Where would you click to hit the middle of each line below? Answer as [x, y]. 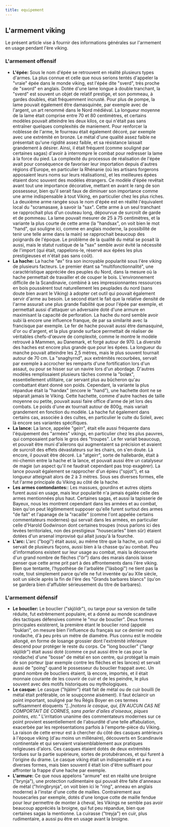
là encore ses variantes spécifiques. [50, 423]
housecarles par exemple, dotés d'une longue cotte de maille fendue [84, 798]
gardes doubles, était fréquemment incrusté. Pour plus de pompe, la [84, 99]
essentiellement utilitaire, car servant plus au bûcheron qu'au [76, 380]
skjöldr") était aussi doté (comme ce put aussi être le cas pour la [80, 652]
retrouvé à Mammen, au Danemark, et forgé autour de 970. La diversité [87, 342]
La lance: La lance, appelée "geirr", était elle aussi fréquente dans [81, 428]
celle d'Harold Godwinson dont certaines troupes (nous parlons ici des [86, 525]
